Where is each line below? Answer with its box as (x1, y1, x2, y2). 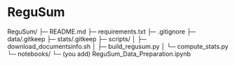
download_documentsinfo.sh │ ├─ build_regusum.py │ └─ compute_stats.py (7, 42, 229, 50)
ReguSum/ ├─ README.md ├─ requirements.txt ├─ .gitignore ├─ (7, 27, 196, 36)
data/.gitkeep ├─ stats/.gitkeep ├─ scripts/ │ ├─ (7, 34, 147, 43)
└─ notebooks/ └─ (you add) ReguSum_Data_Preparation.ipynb (7, 50, 192, 58)
